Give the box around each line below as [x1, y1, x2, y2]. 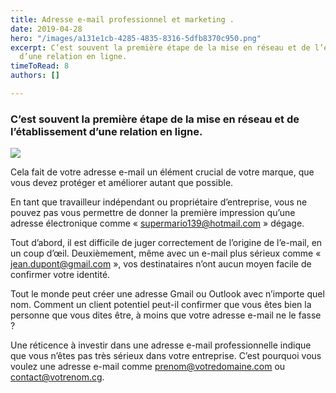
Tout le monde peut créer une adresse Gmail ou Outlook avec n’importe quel [10, 288, 325, 300]
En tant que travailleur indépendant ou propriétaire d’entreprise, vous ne [10, 196, 308, 208]
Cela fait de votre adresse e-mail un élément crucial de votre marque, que [10, 166, 315, 178]
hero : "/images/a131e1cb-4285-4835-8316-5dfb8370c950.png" [10, 33, 262, 43]
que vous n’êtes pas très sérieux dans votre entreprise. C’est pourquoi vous [10, 350, 322, 362]
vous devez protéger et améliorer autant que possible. [10, 177, 234, 189]
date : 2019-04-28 [10, 24, 83, 34]
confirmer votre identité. [10, 269, 111, 281]
